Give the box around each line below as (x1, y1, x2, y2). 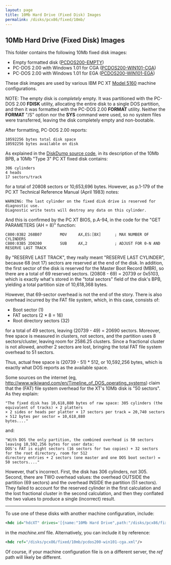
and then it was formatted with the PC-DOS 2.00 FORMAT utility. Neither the (5, 106, 165, 112)
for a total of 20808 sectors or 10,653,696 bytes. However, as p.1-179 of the (5, 183, 164, 190)
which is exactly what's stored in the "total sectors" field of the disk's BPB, (5, 276, 162, 282)
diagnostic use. (5, 203, 40, 208)
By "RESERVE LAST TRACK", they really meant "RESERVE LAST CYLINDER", (5, 254, 165, 261)
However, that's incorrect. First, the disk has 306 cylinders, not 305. (5, 468, 148, 475)
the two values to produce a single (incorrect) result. (5, 496, 116, 502)
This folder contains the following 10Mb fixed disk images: (5, 50, 127, 56)
